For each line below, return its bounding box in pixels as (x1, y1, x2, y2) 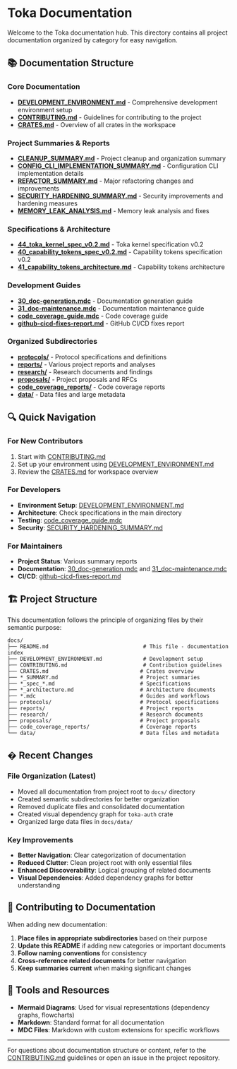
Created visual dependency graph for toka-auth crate (17, 810, 174, 818)
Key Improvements (7, 835, 74, 844)
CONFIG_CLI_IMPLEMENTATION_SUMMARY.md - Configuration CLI (17, 161, 219, 170)
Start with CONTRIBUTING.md (17, 452, 106, 460)
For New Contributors (7, 436, 83, 446)
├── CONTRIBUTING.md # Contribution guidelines (7, 662, 222, 669)
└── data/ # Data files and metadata (7, 729, 219, 736)
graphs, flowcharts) (17, 1010, 75, 1019)
